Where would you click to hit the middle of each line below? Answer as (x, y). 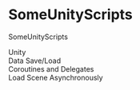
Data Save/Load (35, 61)
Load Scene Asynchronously (56, 77)
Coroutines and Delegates (51, 68)
